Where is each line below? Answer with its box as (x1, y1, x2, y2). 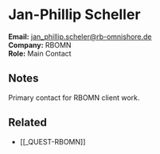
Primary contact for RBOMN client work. (8, 93, 140, 102)
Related (8, 116, 48, 129)
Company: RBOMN (8, 40, 72, 49)
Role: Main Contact (8, 48, 72, 58)
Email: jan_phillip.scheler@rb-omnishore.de (8, 32, 153, 41)
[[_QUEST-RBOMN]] (19, 137, 86, 146)
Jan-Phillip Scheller (8, 6, 141, 24)
